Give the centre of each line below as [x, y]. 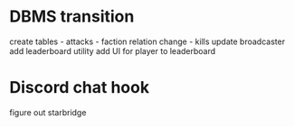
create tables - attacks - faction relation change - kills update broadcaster [147, 41]
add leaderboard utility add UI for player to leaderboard [113, 50]
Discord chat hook [80, 88]
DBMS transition [72, 17]
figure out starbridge [48, 112]
